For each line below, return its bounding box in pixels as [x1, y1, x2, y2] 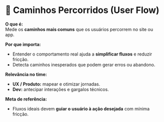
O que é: [5, 21, 23, 27]
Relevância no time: [5, 71, 47, 77]
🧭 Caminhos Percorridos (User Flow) [5, 4, 159, 16]
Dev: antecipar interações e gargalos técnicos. [12, 86, 109, 92]
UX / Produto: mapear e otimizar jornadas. [12, 81, 100, 87]
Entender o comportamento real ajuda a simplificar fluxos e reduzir [12, 51, 152, 57]
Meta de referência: [5, 96, 47, 102]
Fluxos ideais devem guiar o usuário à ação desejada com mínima [12, 105, 150, 111]
